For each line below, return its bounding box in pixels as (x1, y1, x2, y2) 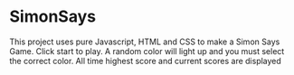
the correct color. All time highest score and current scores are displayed (9, 55, 282, 66)
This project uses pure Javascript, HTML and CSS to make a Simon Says (9, 36, 280, 47)
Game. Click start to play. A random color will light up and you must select (9, 45, 285, 56)
